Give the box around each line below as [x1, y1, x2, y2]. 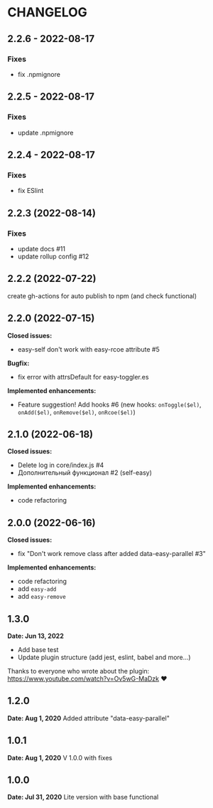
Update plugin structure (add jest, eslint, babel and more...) [17, 653, 191, 661]
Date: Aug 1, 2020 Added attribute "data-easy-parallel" [7, 713, 170, 723]
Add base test [17, 646, 59, 654]
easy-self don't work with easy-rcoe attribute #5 [17, 345, 160, 353]
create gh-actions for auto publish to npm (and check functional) [7, 291, 197, 300]
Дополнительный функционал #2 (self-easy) [17, 468, 153, 477]
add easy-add [17, 584, 57, 593]
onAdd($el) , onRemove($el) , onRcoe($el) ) [17, 407, 136, 416]
